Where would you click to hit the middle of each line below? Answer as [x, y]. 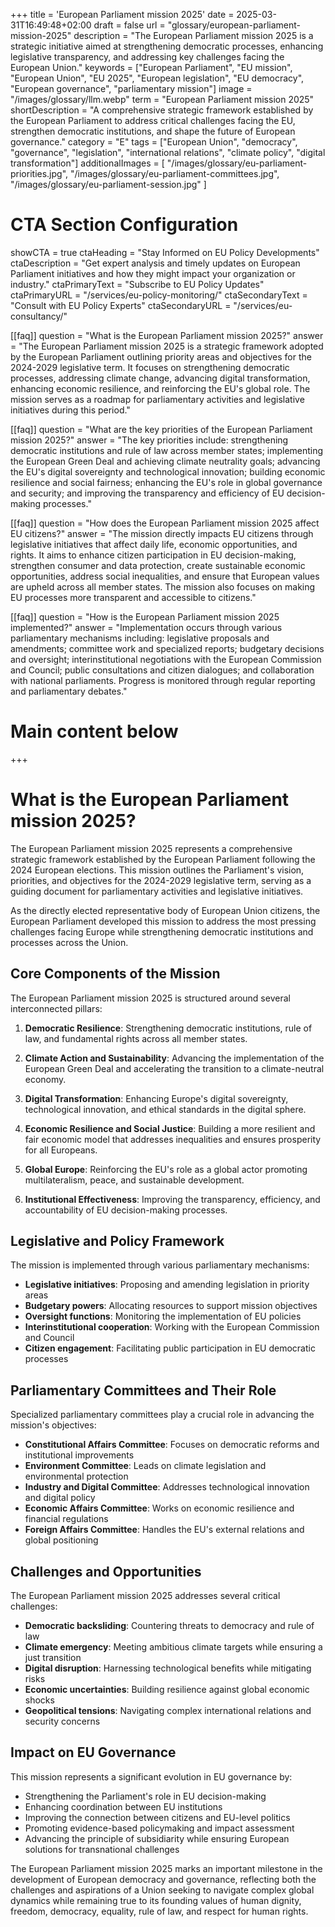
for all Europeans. [61, 1150]
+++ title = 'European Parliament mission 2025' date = [122, 14]
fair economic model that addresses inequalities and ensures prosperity [173, 1139]
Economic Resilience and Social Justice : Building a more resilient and [170, 1128]
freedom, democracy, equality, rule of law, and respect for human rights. [159, 1911]
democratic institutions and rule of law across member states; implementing [167, 450]
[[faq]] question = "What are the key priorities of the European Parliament [161, 429]
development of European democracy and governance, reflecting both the [163, 1879]
